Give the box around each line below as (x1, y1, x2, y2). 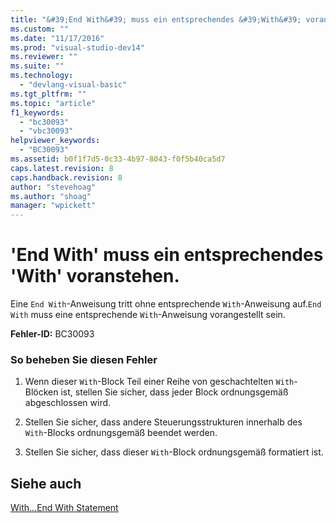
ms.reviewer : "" (10, 52, 78, 62)
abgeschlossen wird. (24, 397, 112, 409)
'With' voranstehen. (10, 265, 180, 288)
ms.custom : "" (10, 24, 70, 34)
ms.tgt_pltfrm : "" (10, 89, 87, 99)
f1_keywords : (10, 107, 65, 118)
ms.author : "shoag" (10, 191, 92, 201)
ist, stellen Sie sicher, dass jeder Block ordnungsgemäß (60, 386, 289, 398)
